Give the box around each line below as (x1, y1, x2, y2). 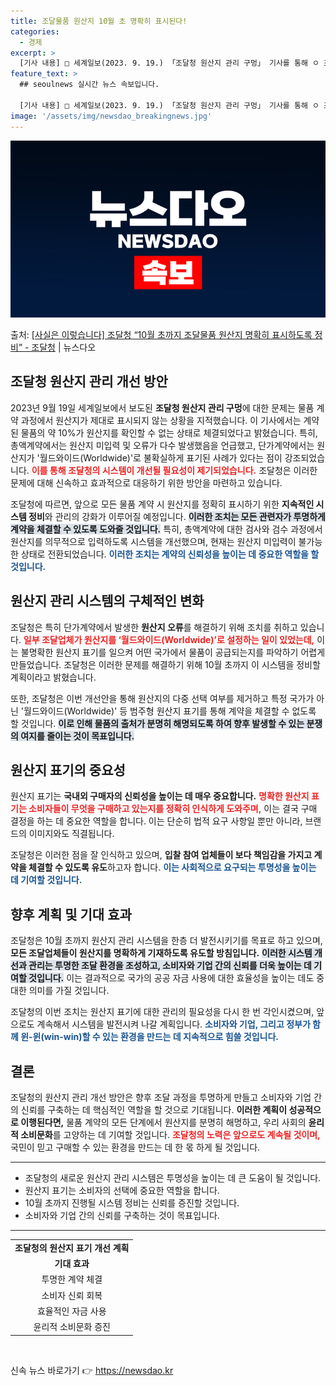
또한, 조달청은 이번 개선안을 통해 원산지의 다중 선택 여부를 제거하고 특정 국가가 (10, 692, 315, 704)
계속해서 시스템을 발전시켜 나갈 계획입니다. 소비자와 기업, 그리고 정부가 (36, 1018, 311, 1030)
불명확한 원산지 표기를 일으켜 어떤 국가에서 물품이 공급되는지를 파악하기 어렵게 (20, 646, 326, 658)
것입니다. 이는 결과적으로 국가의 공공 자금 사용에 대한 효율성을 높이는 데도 (28, 972, 315, 984)
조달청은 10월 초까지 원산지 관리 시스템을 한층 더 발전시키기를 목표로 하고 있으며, (10, 935, 323, 947)
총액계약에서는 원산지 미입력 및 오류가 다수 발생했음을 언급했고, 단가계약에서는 (10, 439, 315, 451)
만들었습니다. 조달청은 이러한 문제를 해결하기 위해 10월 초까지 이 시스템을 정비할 (10, 658, 321, 670)
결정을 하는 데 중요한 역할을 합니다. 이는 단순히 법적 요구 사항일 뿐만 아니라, (10, 815, 303, 827)
